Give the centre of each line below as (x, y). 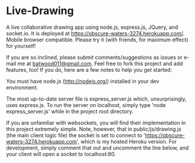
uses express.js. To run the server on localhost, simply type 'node (86, 105)
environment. (22, 87)
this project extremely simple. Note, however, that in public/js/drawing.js (94, 129)
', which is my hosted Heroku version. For (127, 141)
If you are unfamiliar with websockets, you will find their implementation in (96, 122)
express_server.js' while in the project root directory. (70, 111)
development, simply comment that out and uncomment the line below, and (97, 148)
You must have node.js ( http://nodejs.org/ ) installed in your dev (83, 81)
